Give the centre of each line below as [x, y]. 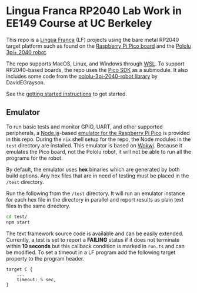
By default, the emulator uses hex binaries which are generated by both [93, 169]
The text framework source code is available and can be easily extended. [95, 233]
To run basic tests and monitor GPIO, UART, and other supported [84, 126]
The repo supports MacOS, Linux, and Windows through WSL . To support [95, 64]
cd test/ [17, 216]
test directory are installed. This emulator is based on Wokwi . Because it [94, 145]
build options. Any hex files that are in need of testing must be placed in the [98, 176]
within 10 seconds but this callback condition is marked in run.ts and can [96, 246]
